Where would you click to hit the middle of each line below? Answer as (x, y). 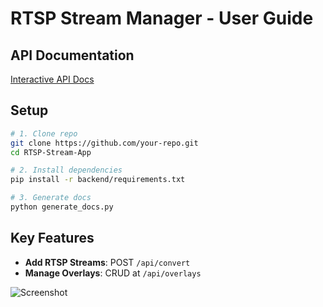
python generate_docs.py (62, 207)
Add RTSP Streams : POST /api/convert (107, 262)
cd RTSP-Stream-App (51, 152)
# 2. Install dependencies (66, 170)
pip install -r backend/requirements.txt (98, 180)
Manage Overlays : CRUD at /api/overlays (113, 273)
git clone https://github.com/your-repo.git (104, 143)
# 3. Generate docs (51, 198)
